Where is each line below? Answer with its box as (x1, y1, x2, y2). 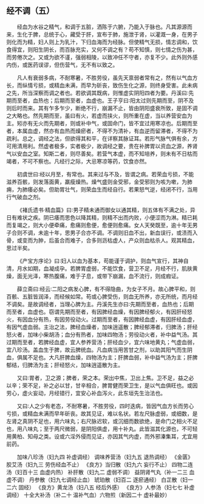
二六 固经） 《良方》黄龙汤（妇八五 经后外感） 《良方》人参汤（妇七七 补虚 (6, 483, 195, 491)
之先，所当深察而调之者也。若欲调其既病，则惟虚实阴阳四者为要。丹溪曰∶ (6, 89, 189, 96)
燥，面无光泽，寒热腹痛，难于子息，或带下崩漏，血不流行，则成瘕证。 (6, 272, 182, 280)
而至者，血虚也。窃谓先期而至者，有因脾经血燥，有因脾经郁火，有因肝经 (6, 308, 187, 315)
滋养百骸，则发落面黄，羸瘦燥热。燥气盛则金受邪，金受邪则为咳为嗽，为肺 (6, 178, 192, 185)
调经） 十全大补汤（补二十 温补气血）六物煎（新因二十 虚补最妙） (6, 491, 171, 499)
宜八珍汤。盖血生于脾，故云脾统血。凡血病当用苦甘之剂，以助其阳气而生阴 (6, 346, 192, 353)
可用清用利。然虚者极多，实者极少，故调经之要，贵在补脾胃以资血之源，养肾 (6, 142, 198, 150)
